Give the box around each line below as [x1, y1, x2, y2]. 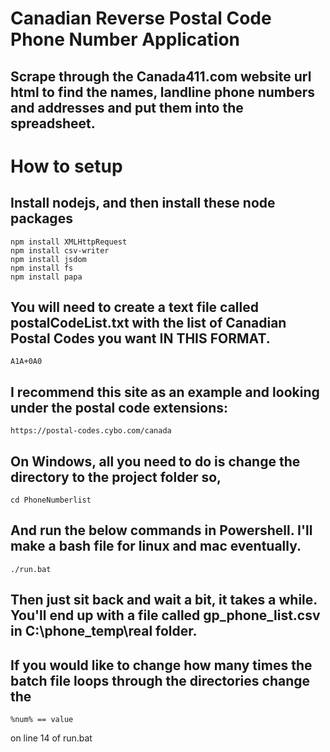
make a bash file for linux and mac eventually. [10, 538, 302, 555]
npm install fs [10, 263, 74, 273]
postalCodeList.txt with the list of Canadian [10, 314, 287, 331]
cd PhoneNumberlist [10, 495, 92, 506]
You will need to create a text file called [10, 298, 259, 316]
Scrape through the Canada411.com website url [10, 68, 312, 85]
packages [10, 210, 73, 227]
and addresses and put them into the [10, 99, 244, 116]
